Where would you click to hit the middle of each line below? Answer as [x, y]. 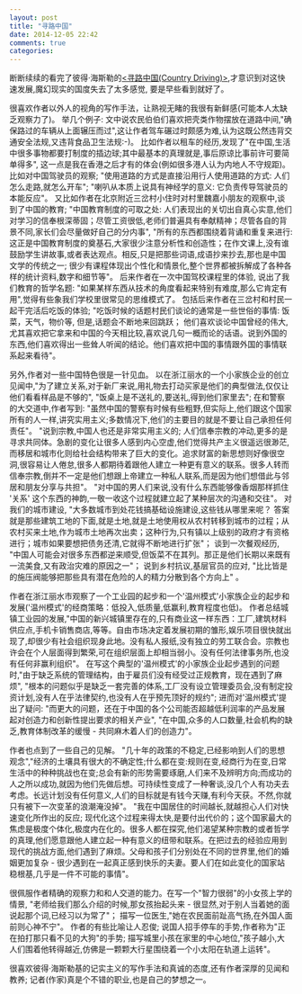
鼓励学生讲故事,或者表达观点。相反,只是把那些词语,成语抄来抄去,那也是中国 [148, 255]
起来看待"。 [39, 355]
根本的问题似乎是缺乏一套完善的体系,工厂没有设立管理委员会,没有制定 [156, 686]
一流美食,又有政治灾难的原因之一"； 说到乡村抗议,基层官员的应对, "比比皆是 [149, 566]
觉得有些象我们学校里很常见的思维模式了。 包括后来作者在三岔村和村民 [153, 300]
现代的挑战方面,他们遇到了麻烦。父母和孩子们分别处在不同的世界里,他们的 [146, 852]
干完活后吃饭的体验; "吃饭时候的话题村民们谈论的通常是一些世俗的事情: [148, 310]
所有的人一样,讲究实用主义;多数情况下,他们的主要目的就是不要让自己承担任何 [151, 420]
